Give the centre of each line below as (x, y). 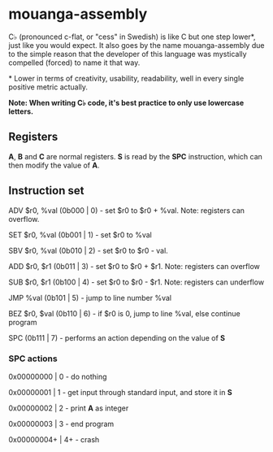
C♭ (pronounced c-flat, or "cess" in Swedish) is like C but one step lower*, (132, 37)
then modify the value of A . (54, 165)
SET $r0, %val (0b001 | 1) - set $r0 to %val (80, 235)
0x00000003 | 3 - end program (61, 424)
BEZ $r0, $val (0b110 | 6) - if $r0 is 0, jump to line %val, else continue (125, 313)
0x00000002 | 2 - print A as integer (69, 408)
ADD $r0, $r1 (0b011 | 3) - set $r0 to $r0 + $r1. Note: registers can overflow (134, 266)
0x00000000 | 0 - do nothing (58, 376)
